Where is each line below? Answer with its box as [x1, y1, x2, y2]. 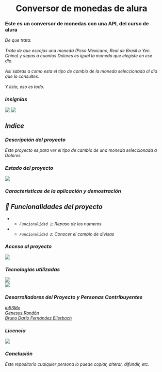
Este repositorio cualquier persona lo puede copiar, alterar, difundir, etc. [5, 361, 149, 367]
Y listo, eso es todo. [5, 84, 45, 90]
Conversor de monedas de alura [16, 3, 147, 14]
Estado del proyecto [5, 165, 53, 172]
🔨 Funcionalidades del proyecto [5, 203, 103, 211]
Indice [5, 122, 24, 130]
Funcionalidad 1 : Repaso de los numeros [19, 221, 102, 227]
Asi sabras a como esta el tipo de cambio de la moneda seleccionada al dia [5, 69, 158, 74]
